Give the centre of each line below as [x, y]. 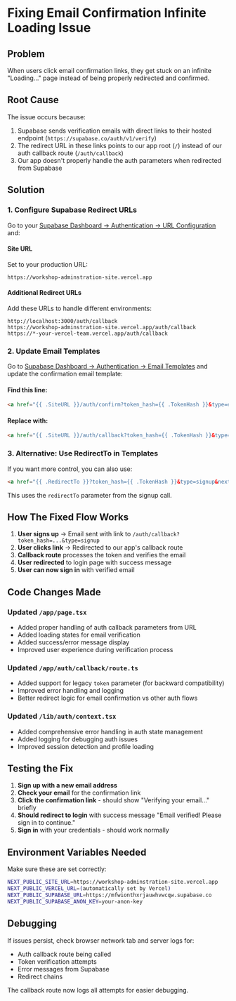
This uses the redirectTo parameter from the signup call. [90, 495]
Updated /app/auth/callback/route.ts [73, 668]
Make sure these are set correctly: [57, 869]
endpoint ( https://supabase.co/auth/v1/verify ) [87, 138]
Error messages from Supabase [64, 969]
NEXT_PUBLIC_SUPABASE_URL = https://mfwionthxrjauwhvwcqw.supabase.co [110, 895]
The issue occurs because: [46, 117]
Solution [26, 190]
